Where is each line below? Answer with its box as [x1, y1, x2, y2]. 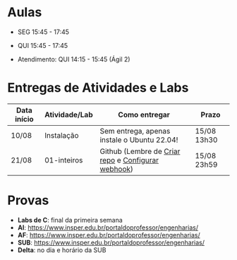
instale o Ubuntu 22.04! [99, 135, 178, 145]
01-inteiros [44, 155, 83, 165]
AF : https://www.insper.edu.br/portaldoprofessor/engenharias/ [17, 230, 200, 239]
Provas [7, 192, 49, 208]
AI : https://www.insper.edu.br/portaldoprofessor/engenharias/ [17, 223, 199, 232]
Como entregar [118, 110, 171, 119]
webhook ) [99, 164, 134, 174]
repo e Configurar [99, 155, 159, 165]
